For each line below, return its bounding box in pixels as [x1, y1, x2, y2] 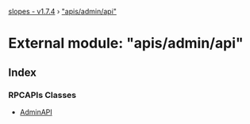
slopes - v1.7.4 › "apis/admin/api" [8, 7, 117, 16]
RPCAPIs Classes [8, 89, 77, 100]
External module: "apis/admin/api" [8, 35, 244, 52]
